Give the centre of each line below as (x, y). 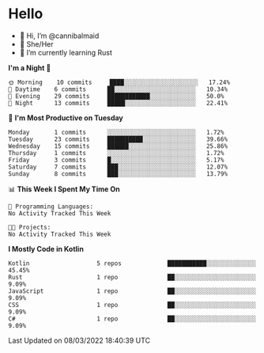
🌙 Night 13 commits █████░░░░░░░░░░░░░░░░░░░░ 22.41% (118, 103)
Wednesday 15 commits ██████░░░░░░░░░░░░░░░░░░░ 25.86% (118, 146)
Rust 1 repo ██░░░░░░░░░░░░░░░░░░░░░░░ (132, 277)
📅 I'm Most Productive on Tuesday (66, 118)
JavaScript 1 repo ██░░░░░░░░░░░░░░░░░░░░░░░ (132, 291)
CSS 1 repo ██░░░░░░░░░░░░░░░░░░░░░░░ (132, 305)
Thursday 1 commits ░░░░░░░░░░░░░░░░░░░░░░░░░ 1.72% (116, 153)
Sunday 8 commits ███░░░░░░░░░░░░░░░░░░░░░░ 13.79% (118, 174)
